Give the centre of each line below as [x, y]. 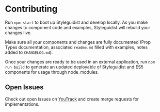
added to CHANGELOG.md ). [29, 52]
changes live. [18, 32]
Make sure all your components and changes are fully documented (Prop [78, 42]
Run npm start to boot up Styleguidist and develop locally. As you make [76, 22]
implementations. [22, 104]
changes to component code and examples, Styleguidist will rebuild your [78, 27]
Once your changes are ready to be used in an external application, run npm [80, 62]
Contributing [31, 9]
